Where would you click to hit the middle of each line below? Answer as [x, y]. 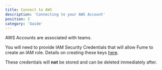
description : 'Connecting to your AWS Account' [55, 14]
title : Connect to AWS [29, 10]
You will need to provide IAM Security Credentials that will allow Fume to [79, 47]
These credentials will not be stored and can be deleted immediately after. [81, 62]
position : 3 [17, 19]
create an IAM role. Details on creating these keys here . [62, 53]
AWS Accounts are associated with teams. [48, 38]
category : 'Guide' [24, 24]
